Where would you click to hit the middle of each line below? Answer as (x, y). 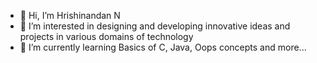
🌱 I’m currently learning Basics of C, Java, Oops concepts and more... (163, 47)
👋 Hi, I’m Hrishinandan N (70, 15)
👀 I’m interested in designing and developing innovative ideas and (155, 26)
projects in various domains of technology (106, 36)
